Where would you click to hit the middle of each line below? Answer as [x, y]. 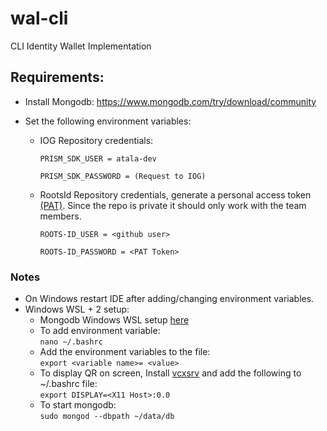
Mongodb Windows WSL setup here [114, 320]
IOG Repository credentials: [96, 140]
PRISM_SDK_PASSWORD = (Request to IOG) [123, 176]
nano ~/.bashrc [71, 342]
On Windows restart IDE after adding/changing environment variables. [169, 299]
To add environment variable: [100, 331]
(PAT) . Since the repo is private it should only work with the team [173, 205]
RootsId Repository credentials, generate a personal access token [175, 194]
